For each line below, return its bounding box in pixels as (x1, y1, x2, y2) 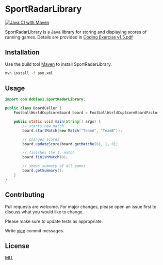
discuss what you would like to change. (5, 208, 84, 215)
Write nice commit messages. (5, 227, 65, 233)
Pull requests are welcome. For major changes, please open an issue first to (5, 204, 157, 209)
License (5, 242, 30, 250)
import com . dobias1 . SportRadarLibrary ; (5, 97, 86, 102)
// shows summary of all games (22, 164, 86, 169)
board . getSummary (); (22, 168, 64, 173)
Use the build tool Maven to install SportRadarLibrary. (5, 61, 112, 67)
